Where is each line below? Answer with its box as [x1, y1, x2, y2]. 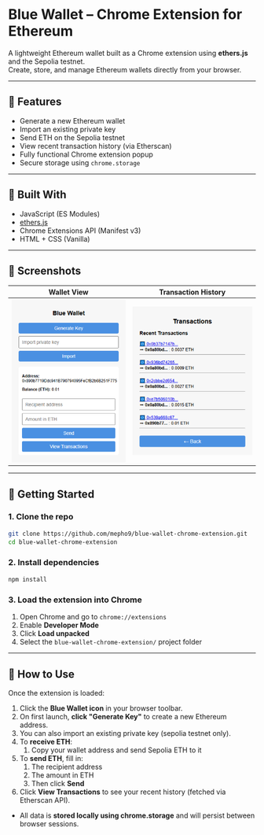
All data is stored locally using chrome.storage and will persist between [19, 811, 255, 820]
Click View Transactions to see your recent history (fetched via [19, 787, 226, 796]
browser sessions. [19, 819, 79, 829]
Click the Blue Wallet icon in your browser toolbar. [19, 704, 183, 713]
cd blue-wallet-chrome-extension [8, 538, 118, 546]
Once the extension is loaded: [8, 689, 104, 698]
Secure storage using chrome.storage [19, 157, 141, 167]
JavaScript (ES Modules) [19, 209, 101, 218]
